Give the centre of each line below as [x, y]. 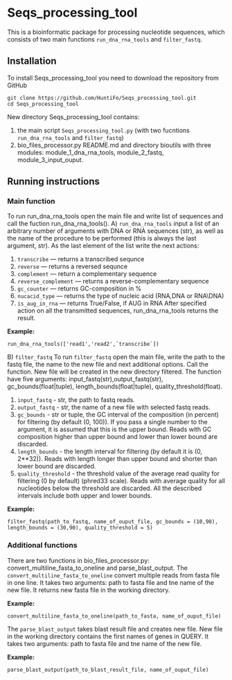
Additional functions [42, 546]
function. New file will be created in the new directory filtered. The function [114, 372]
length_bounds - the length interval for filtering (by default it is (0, [110, 451]
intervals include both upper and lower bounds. [84, 496]
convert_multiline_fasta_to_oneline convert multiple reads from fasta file [114, 575]
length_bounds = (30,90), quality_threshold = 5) [80, 528]
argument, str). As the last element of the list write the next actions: [103, 246]
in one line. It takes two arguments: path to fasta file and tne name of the [111, 582]
